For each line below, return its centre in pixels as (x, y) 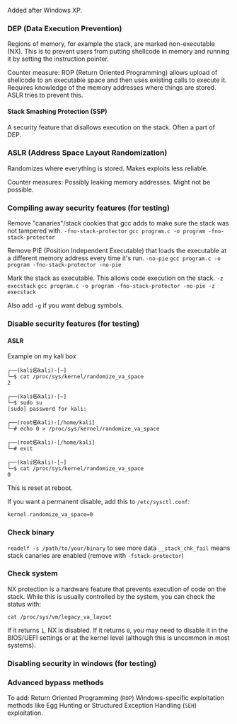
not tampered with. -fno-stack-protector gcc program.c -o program (106, 231)
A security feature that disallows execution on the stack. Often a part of (111, 127)
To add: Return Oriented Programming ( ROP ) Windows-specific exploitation (116, 698)
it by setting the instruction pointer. (58, 59)
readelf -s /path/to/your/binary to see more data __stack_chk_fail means (119, 548)
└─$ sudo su (25, 403)
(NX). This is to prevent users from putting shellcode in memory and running (118, 52)
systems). (22, 645)
